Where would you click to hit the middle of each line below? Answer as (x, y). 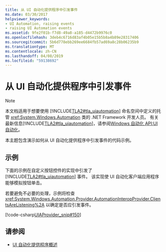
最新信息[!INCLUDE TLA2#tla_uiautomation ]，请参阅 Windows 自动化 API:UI (82, 124)
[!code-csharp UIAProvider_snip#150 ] (43, 215)
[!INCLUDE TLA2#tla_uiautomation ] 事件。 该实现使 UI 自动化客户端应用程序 (82, 176)
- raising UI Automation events (39, 28)
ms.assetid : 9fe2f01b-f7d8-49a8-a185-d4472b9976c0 (59, 33)
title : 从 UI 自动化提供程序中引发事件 (41, 10)
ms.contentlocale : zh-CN (31, 51)
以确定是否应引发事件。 (70, 205)
